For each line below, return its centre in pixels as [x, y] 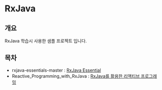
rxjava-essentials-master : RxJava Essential [56, 70]
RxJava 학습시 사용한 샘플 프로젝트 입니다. [46, 41]
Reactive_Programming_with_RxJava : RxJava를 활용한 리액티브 [76, 76]
